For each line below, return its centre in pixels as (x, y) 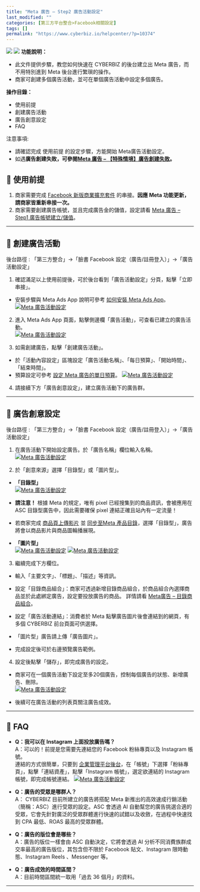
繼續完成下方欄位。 (38, 563)
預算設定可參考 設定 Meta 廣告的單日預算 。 (68, 375)
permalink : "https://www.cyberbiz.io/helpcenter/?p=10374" (81, 34)
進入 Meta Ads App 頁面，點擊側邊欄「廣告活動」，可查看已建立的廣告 (100, 320)
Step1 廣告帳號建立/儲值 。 (47, 217)
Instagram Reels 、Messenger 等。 (68, 857)
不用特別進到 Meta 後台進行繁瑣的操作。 (64, 72)
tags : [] (17, 28)
